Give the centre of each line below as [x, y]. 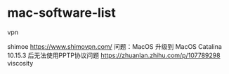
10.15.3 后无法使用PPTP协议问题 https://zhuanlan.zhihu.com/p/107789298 [114, 55]
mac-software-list [61, 13]
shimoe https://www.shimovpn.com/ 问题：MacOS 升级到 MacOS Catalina [115, 46]
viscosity [20, 63]
